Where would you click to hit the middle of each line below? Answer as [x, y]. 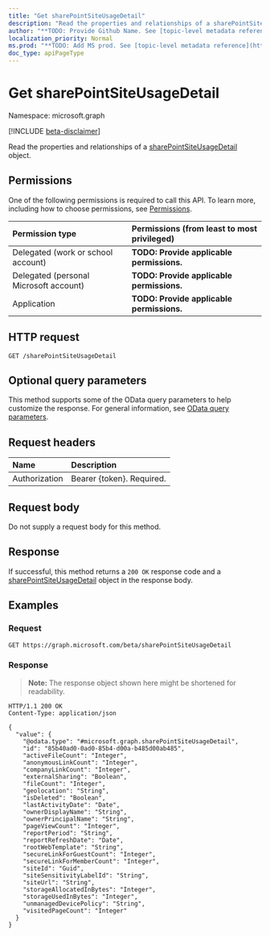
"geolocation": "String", [66, 791]
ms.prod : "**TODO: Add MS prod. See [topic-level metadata [109, 46]
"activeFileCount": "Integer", [75, 755]
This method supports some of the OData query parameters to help [120, 400]
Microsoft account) [49, 285]
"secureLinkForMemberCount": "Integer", [91, 861]
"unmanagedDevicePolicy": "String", [84, 904]
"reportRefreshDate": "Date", [74, 840]
